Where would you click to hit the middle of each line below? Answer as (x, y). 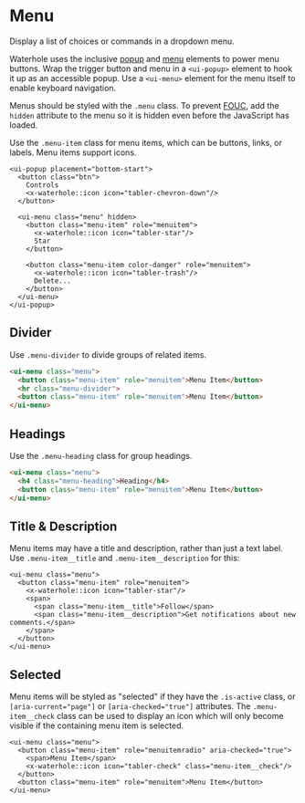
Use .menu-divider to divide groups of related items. (108, 355)
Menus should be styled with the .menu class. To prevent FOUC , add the (145, 105)
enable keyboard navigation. (63, 88)
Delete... (52, 281)
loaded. (24, 125)
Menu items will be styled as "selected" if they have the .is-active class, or (152, 697)
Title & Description (63, 526)
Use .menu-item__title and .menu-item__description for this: (125, 558)
